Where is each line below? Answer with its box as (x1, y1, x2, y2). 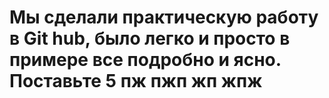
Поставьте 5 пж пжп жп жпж (9, 70, 263, 93)
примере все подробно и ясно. (9, 49, 282, 71)
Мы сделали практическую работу (9, 6, 319, 29)
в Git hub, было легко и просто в (9, 27, 291, 50)
